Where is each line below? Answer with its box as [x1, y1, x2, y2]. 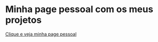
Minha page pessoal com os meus [5, 4, 153, 15]
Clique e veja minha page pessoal [5, 31, 77, 37]
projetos [5, 14, 42, 26]
